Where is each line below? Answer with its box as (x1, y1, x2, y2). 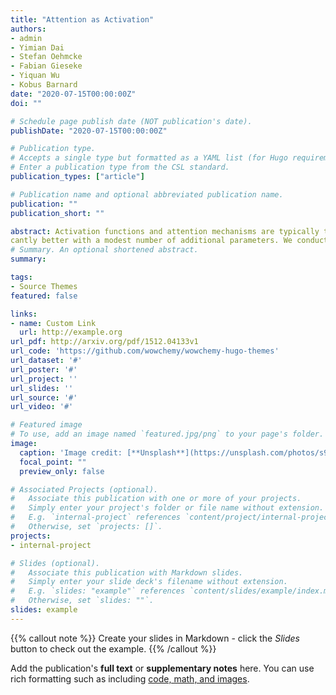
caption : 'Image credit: (19, 447, 123, 458)
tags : (10, 272, 33, 282)
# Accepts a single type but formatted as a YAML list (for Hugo (10, 153, 288, 163)
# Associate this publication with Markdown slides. (10, 567, 244, 578)
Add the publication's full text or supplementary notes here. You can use (10, 662, 315, 674)
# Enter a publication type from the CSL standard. (10, 162, 230, 173)
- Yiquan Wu (10, 71, 60, 81)
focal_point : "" (19, 457, 87, 467)
